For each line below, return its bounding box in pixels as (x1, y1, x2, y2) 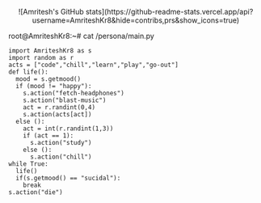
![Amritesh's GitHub (18, 7, 84, 16)
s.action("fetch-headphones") (23, 89, 125, 97)
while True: (8, 160, 48, 168)
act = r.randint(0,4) (23, 104, 95, 112)
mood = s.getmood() (15, 75, 82, 83)
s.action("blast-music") (23, 96, 107, 104)
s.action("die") (8, 188, 63, 197)
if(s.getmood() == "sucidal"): (15, 174, 121, 182)
